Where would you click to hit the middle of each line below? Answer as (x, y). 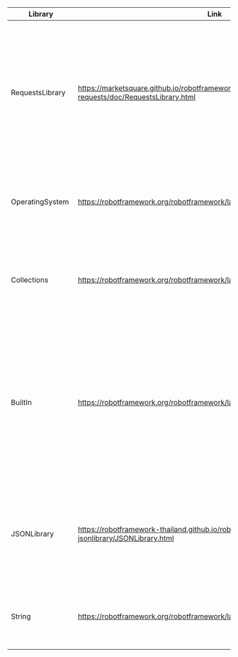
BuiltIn (21, 402)
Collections (30, 280)
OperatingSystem (40, 202)
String (21, 616)
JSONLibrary (33, 534)
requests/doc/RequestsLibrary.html (137, 97)
